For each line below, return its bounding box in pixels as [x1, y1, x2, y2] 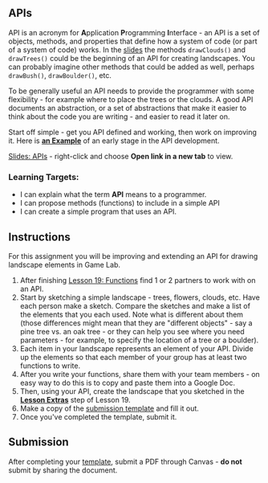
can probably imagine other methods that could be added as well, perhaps [8, 62, 255, 72]
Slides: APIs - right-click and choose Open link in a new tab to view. [8, 151, 233, 161]
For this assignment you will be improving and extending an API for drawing [8, 251, 258, 260]
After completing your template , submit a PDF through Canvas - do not [8, 456, 242, 466]
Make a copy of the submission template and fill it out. [19, 403, 199, 413]
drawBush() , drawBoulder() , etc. [8, 70, 112, 80]
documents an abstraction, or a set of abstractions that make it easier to [8, 103, 247, 113]
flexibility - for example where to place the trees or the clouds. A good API [8, 94, 254, 104]
